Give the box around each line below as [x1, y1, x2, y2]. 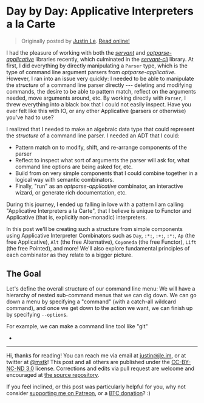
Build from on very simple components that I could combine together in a [15, 169, 198, 177]
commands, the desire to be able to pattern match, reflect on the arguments [6, 88, 196, 95]
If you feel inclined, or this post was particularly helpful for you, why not [6, 383, 186, 390]
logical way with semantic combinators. [15, 176, 114, 183]
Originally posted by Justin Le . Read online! [21, 37, 130, 44]
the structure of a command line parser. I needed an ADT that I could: [6, 132, 180, 139]
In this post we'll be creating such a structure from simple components [6, 225, 183, 232]
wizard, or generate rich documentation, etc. [15, 188, 127, 196]
